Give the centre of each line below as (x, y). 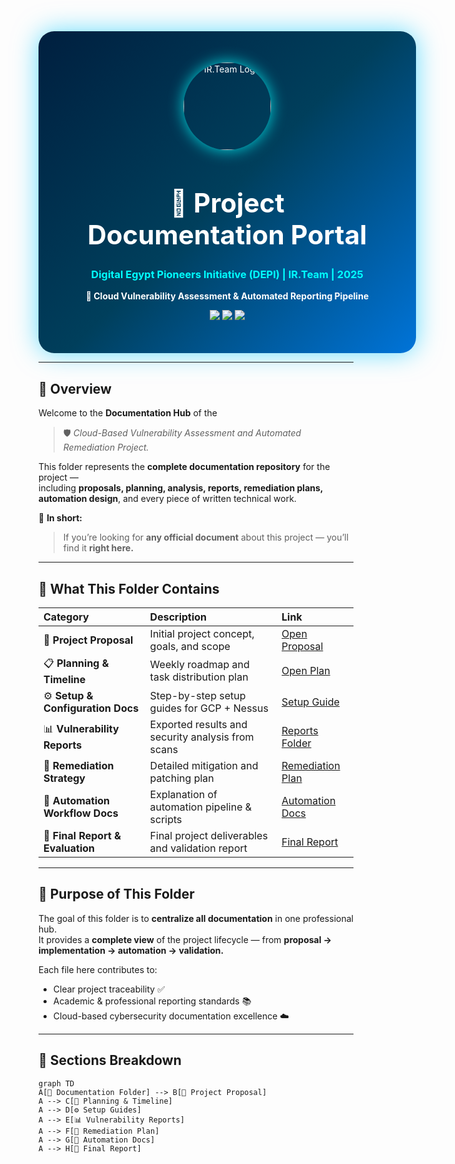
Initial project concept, (202, 633)
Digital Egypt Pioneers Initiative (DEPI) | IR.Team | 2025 (227, 274)
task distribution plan (199, 677)
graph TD (56, 1083)
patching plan (182, 778)
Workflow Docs (81, 813)
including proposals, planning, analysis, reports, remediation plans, (181, 488)
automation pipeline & (201, 807)
